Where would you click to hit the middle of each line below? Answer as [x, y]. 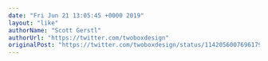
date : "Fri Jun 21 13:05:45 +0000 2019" [77, 15]
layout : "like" [33, 23]
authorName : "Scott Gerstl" [55, 30]
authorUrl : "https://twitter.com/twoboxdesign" [89, 38]
